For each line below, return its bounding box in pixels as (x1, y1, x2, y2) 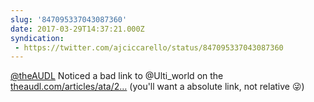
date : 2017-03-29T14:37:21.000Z (10, 24, 145, 34)
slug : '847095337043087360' (10, 14, 128, 25)
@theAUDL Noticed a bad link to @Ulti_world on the (10, 70, 224, 82)
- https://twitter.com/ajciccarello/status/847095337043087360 (14, 42, 284, 53)
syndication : (10, 33, 65, 43)
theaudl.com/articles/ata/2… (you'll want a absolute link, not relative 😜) (10, 81, 305, 93)
